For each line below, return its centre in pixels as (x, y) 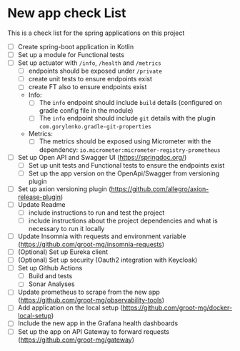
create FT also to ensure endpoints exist (87, 87)
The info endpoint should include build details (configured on (131, 103)
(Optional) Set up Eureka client (63, 252)
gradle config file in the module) (86, 111)
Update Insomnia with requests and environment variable (102, 236)
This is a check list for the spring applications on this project (96, 33)
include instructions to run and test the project (96, 213)
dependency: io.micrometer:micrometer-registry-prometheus (130, 149)
